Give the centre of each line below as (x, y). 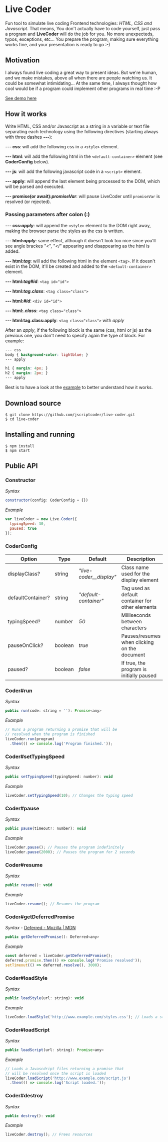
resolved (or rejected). (28, 202)
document (133, 655)
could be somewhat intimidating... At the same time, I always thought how (81, 83)
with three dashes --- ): (29, 137)
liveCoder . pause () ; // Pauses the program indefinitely (64, 847)
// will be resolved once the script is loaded (56, 1073)
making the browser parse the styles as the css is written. (64, 231)
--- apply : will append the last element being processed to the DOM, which (82, 181)
